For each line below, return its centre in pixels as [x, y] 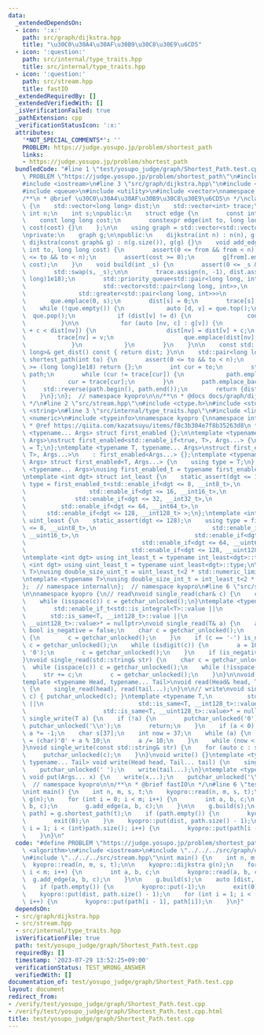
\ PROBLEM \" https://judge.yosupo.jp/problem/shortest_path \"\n [130, 177]
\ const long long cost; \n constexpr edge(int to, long [133, 221]
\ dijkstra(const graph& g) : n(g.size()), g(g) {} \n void [126, 243]
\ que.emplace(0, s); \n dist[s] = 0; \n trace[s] [139, 301]
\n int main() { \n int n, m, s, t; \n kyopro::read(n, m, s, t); [139, 792]
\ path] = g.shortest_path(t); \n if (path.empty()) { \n [121, 814]
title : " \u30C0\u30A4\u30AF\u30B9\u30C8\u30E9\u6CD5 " [112, 45]
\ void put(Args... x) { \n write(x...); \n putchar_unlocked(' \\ [140, 777]
